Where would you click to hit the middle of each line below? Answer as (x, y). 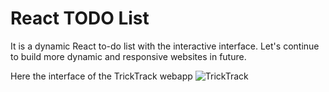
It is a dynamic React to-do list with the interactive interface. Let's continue (165, 46)
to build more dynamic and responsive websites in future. (128, 56)
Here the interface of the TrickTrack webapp (101, 76)
